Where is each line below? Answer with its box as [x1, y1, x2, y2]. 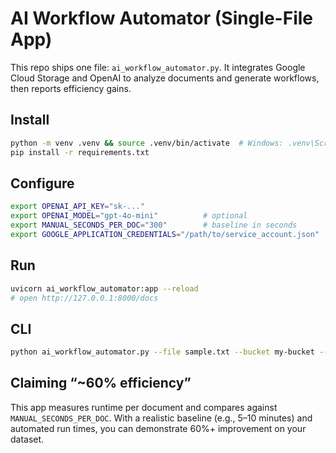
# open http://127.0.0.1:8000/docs [10, 293, 159, 303]
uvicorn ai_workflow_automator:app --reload [10, 283, 199, 294]
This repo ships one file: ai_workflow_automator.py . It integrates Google [10, 61, 306, 73]
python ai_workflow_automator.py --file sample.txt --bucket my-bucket [10, 347, 315, 357]
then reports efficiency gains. [10, 82, 132, 94]
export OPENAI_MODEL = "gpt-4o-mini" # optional [10, 211, 248, 221]
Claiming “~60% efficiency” [10, 375, 192, 392]
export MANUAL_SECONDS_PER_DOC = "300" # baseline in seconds [10, 220, 298, 231]
